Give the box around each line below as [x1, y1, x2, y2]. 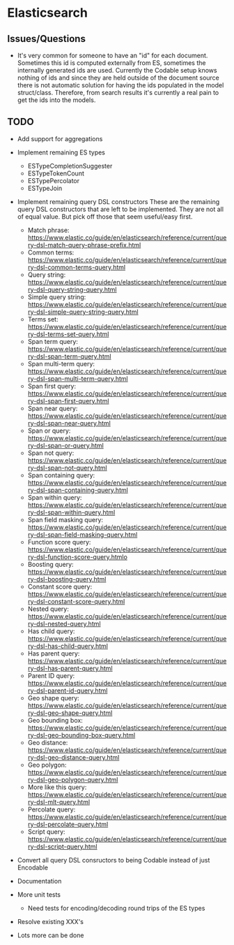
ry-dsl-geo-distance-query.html [27, 753, 120, 761]
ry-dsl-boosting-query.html [27, 575, 107, 583]
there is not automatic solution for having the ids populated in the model [17, 81, 224, 89]
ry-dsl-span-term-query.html [27, 352, 111, 361]
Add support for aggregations [17, 134, 103, 143]
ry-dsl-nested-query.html [27, 619, 101, 628]
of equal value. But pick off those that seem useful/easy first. [17, 212, 193, 221]
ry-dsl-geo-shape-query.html [27, 708, 113, 717]
